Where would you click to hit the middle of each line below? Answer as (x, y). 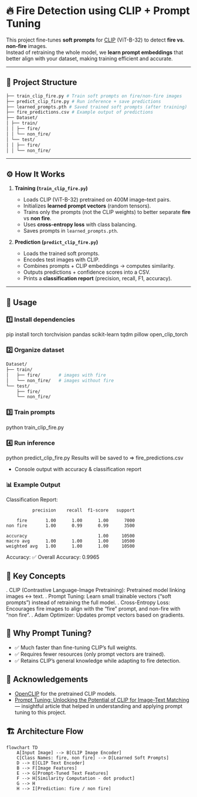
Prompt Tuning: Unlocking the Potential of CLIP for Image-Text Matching (102, 700)
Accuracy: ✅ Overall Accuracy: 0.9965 (53, 557)
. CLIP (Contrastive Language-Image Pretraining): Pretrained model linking (96, 590)
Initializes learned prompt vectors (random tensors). (87, 206)
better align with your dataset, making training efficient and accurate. (89, 58)
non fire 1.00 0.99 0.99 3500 (70, 526)
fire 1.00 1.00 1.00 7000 (76, 521)
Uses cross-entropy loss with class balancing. (80, 224)
